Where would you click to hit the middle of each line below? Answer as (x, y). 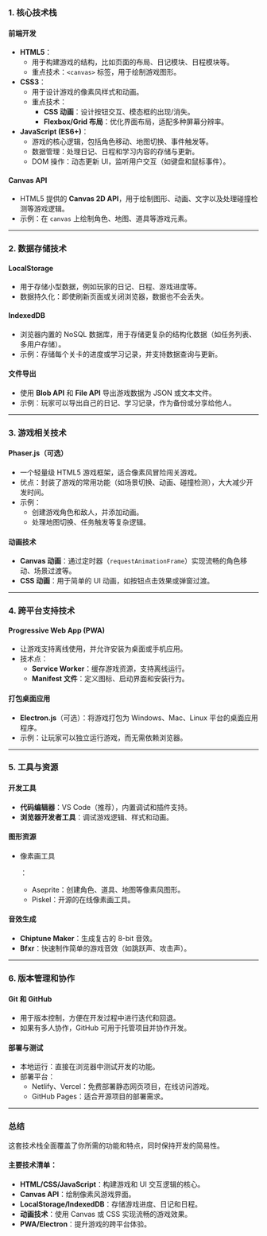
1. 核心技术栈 (33, 12)
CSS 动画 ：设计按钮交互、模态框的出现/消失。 (119, 112)
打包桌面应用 (29, 698)
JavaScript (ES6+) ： (54, 132)
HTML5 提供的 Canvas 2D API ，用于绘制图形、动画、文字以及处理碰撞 (135, 199)
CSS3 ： (33, 82)
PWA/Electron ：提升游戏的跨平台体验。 (85, 1224)
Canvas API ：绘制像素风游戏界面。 (77, 1194)
